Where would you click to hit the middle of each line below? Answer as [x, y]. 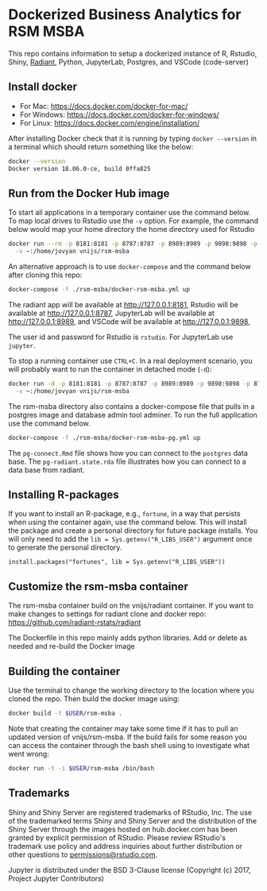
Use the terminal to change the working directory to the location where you [131, 690]
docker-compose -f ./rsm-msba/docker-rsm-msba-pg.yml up [104, 438]
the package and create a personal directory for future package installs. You [133, 530]
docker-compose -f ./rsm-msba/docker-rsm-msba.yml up [99, 290]
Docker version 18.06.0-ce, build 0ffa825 [79, 168]
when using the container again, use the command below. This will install [128, 523]
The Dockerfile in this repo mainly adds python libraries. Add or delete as [128, 638]
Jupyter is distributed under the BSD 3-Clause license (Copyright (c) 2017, [130, 870]
